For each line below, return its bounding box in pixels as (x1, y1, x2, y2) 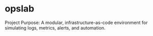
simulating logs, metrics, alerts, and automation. (5, 24, 106, 30)
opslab (5, 3, 34, 14)
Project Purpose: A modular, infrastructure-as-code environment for (5, 19, 148, 25)
